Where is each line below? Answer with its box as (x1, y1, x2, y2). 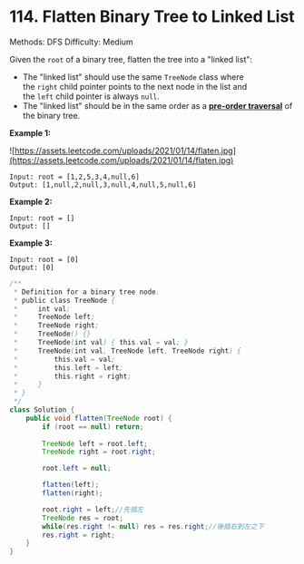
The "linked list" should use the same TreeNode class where (22, 71, 244, 83)
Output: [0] (9, 263, 54, 272)
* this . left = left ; (13, 363, 124, 373)
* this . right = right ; (13, 372, 132, 381)
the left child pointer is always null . (22, 91, 161, 102)
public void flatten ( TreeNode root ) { (25, 413, 172, 423)
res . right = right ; (42, 530, 116, 540)
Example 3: (9, 238, 53, 248)
